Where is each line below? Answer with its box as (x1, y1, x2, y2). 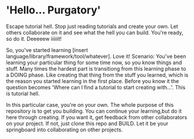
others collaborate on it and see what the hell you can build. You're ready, (6, 29, 183, 36)
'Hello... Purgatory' (6, 4, 101, 17)
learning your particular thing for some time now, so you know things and (6, 59, 182, 66)
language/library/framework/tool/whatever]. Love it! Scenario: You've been (6, 53, 186, 60)
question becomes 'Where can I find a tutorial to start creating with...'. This (6, 84, 186, 91)
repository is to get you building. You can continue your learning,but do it (6, 107, 182, 114)
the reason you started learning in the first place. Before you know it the (6, 77, 179, 85)
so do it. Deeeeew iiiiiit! (6, 35, 62, 42)
